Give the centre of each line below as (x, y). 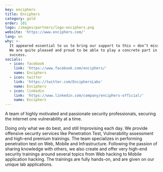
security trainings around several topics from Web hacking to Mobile (73, 154)
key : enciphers (20, 9)
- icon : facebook (27, 64)
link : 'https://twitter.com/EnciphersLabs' (58, 82)
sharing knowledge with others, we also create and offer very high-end (76, 149)
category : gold (20, 18)
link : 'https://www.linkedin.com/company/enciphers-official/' (79, 95)
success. (18, 55)
